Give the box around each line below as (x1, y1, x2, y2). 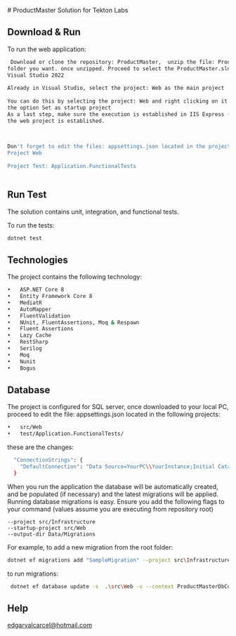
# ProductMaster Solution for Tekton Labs (7, 6, 129, 14)
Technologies (7, 254, 69, 266)
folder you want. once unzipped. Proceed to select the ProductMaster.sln (7, 65, 231, 72)
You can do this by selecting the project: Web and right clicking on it (7, 98, 228, 105)
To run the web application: (7, 45, 86, 53)
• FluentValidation (7, 312, 71, 319)
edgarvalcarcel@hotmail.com (7, 621, 93, 630)
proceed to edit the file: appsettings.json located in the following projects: (7, 410, 221, 419)
